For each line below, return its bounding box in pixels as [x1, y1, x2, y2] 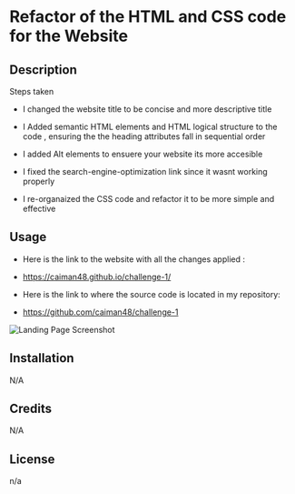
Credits [9, 401, 53, 417]
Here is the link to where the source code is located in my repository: [22, 288, 281, 299]
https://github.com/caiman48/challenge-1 [22, 307, 179, 318]
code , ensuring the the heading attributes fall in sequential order [22, 131, 266, 142]
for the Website [9, 25, 129, 46]
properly [22, 176, 55, 187]
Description [9, 62, 77, 77]
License [9, 451, 55, 467]
